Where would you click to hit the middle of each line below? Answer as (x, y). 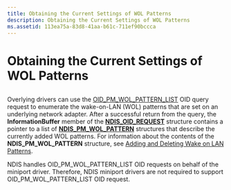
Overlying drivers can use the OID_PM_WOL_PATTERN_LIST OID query (108, 99)
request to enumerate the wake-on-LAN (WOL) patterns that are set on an (113, 106)
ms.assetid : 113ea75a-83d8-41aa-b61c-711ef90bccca (82, 26)
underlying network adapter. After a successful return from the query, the (112, 114)
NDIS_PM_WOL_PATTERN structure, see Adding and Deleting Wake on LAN (115, 144)
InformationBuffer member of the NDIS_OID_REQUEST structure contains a (115, 121)
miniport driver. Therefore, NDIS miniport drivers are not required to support (115, 171)
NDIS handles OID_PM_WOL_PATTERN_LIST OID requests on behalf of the (113, 164)
